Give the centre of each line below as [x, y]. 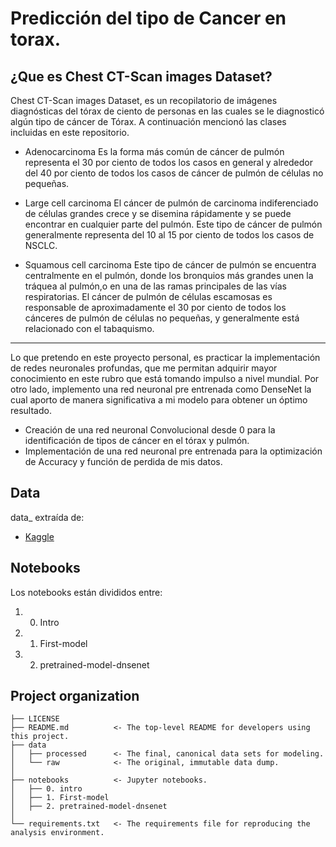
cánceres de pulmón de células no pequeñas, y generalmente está [162, 318]
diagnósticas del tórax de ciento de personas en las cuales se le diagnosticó [167, 111]
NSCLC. [41, 245]
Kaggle [39, 536]
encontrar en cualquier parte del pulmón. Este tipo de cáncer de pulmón [173, 224]
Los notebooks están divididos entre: [86, 592]
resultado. [31, 410]
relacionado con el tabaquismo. [89, 328]
